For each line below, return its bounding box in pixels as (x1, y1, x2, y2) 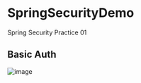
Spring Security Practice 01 (7, 28, 87, 37)
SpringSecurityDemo (7, 5, 135, 21)
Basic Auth (7, 49, 57, 60)
